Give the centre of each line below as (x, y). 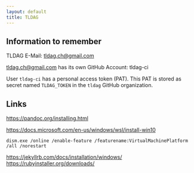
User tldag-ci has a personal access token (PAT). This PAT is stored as (94, 79)
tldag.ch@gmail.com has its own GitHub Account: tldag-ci (77, 67)
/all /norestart (26, 146)
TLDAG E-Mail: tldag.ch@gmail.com (50, 56)
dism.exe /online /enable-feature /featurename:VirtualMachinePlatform (97, 141)
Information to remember (54, 41)
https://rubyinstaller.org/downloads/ (50, 163)
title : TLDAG (22, 17)
